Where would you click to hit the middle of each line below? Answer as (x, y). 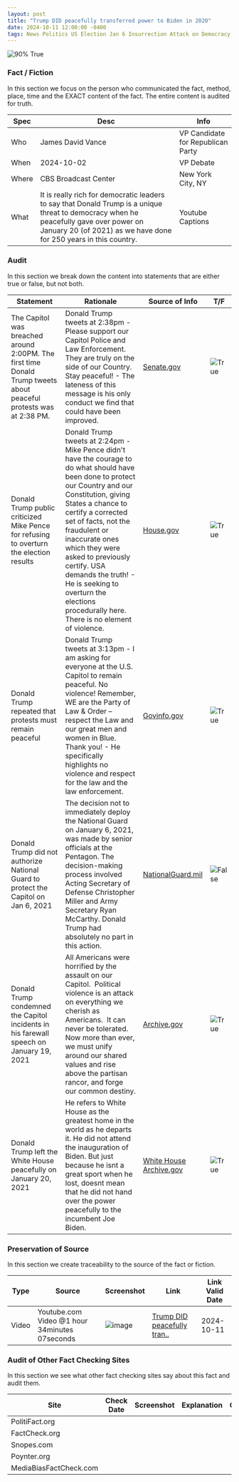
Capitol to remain (94, 675)
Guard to (26, 878)
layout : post (27, 14)
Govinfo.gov (163, 716)
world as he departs (99, 1130)
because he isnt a (95, 1165)
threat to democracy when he (89, 213)
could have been (93, 411)
